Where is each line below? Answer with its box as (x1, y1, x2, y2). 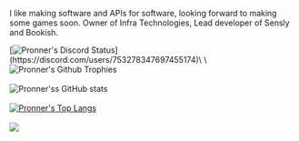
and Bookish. (9, 27, 59, 37)
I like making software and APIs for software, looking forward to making (9, 8, 277, 18)
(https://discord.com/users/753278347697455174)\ (9, 55, 203, 65)
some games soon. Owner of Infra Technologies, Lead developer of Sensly (9, 17, 290, 28)
